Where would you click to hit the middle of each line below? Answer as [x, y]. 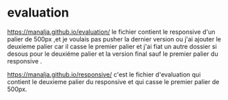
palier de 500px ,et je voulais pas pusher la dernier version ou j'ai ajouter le [114, 39]
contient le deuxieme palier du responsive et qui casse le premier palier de [113, 81]
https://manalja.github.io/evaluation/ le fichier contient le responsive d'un [111, 32]
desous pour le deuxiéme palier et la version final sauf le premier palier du [113, 54]
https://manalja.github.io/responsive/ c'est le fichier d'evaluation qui [104, 74]
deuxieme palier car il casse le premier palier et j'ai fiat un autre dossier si [112, 46]
